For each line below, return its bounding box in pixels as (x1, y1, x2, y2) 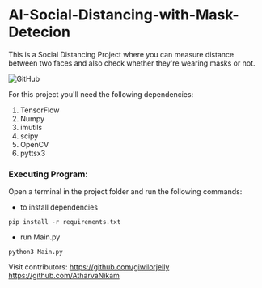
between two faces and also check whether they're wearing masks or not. (8, 58, 256, 68)
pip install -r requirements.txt (8, 218, 121, 227)
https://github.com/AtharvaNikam (8, 271, 120, 281)
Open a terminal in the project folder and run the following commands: (8, 187, 243, 197)
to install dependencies (19, 202, 99, 212)
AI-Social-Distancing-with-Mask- (8, 6, 240, 24)
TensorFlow (19, 105, 60, 115)
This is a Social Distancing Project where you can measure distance (8, 49, 235, 59)
